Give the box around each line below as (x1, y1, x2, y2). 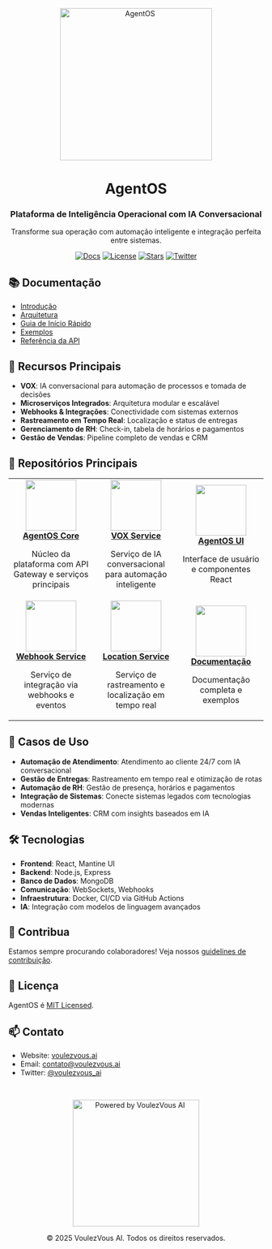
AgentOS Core (23, 530, 79, 541)
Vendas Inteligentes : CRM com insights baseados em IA (19, 808, 210, 818)
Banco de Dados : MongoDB (19, 876, 114, 885)
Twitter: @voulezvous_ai (19, 1067, 102, 1077)
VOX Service (110, 530, 162, 541)
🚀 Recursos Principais (8, 360, 121, 373)
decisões (19, 390, 51, 399)
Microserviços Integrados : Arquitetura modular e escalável (19, 398, 220, 408)
